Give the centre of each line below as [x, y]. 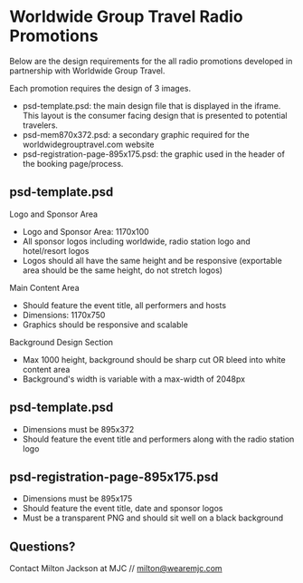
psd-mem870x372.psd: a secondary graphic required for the [136, 134]
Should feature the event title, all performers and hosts [124, 305]
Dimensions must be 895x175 [77, 499]
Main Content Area [44, 287]
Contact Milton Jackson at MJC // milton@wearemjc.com [116, 568]
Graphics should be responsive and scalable [105, 325]
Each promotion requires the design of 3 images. [100, 88]
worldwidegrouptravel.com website [88, 144]
